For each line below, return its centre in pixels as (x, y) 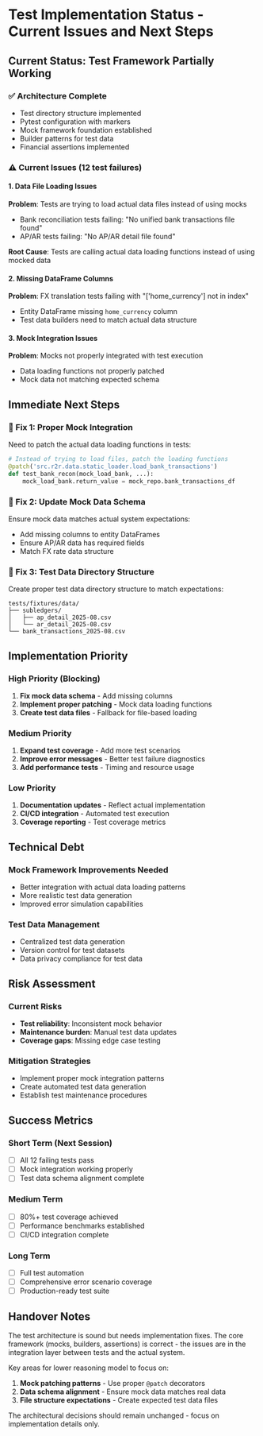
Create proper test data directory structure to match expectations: (116, 589)
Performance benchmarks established (82, 1225)
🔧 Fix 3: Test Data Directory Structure (81, 571)
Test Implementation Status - (106, 15)
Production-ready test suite (64, 1291)
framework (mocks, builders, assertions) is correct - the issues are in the (127, 1344)
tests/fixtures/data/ (44, 604)
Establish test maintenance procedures (84, 1095)
